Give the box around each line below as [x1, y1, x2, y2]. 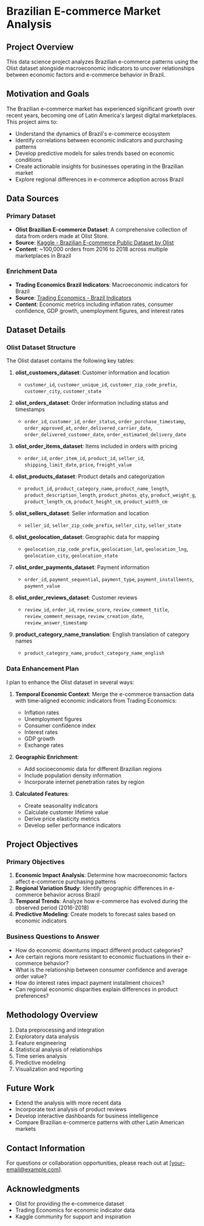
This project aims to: [6, 118, 58, 125]
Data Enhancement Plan [6, 664, 79, 673]
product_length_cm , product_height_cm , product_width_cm [24, 498, 168, 505]
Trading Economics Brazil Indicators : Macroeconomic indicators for [15, 281, 188, 288]
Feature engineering [15, 1039, 67, 1046]
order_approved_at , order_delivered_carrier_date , [24, 424, 153, 432]
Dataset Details [6, 325, 66, 335]
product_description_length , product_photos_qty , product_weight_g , [24, 491, 197, 499]
